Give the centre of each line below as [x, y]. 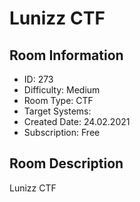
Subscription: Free [62, 132]
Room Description [66, 163]
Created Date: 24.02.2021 [77, 121]
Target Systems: [57, 111]
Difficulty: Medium [62, 90]
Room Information [66, 55]
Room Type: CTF [58, 100]
